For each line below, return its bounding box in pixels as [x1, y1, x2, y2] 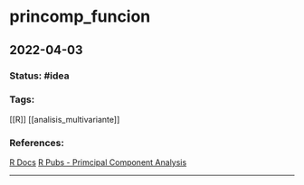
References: [9, 136, 65, 149]
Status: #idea [9, 69, 70, 82]
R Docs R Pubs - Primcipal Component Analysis [9, 157, 187, 168]
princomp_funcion [9, 6, 151, 27]
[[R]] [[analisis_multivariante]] [9, 114, 120, 125]
